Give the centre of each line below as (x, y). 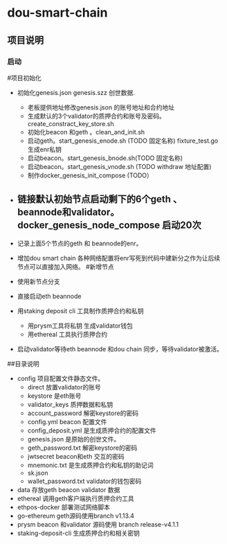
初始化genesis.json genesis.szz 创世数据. (76, 92)
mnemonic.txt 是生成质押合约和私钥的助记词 (90, 465)
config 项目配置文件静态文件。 (61, 378)
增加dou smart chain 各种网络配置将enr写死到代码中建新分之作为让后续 (118, 258)
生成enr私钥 (45, 149)
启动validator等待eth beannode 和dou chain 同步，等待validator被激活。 (120, 349)
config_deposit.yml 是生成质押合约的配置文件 (92, 430)
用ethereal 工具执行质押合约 (67, 334)
